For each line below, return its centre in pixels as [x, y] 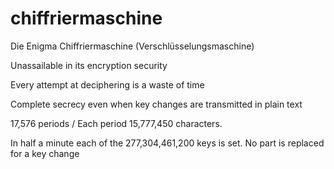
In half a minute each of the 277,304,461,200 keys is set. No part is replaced [167, 143]
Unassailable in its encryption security [89, 65]
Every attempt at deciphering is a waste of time [107, 84]
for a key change [45, 153]
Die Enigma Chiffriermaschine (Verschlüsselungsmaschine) [132, 46]
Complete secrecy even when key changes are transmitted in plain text [156, 104]
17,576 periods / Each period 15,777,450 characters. [116, 123]
